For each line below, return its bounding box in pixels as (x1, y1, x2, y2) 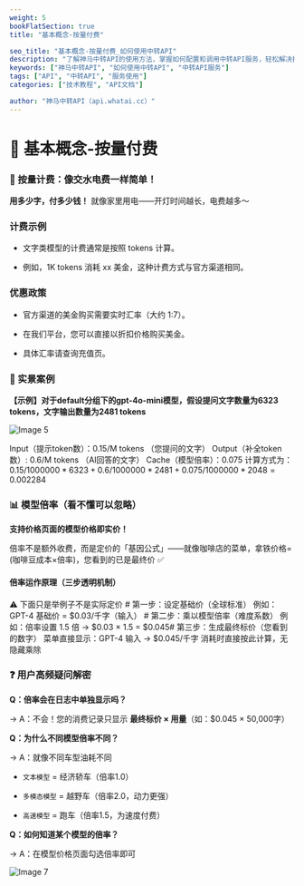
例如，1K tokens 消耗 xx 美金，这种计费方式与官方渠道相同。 (22, 262, 249, 273)
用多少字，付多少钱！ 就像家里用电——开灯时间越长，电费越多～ (9, 196, 250, 207)
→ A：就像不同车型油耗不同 (9, 752, 112, 763)
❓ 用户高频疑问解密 (9, 668, 92, 681)
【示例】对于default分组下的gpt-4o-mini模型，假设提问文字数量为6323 (9, 395, 279, 405)
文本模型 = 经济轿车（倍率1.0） (22, 771, 134, 782)
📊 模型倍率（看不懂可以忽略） (9, 498, 142, 511)
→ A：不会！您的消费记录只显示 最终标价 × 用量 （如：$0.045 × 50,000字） (9, 713, 290, 724)
